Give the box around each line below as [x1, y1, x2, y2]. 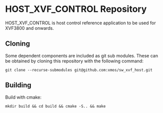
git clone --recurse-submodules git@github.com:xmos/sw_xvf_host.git [5, 67, 153, 72]
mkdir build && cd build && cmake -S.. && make [5, 104, 106, 109]
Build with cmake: [5, 94, 42, 100]
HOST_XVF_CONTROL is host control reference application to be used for [5, 20, 156, 26]
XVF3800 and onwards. [5, 25, 54, 31]
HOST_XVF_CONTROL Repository [5, 3, 147, 15]
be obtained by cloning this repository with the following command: [5, 58, 144, 64]
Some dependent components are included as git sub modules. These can [5, 53, 159, 58]
